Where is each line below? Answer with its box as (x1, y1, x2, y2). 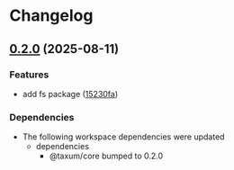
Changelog (9, 5, 94, 26)
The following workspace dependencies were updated (22, 131, 225, 142)
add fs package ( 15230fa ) (22, 88, 119, 99)
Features (9, 68, 49, 81)
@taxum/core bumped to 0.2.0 (49, 150, 164, 162)
